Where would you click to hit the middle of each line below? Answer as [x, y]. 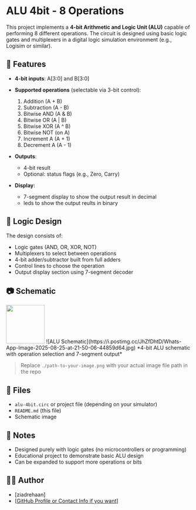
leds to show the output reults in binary [71, 203]
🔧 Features [26, 64]
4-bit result [37, 167]
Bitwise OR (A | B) [45, 120]
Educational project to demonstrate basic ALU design [79, 456]
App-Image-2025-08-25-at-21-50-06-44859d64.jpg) [71, 348]
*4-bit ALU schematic [164, 348]
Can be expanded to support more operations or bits [78, 462]
